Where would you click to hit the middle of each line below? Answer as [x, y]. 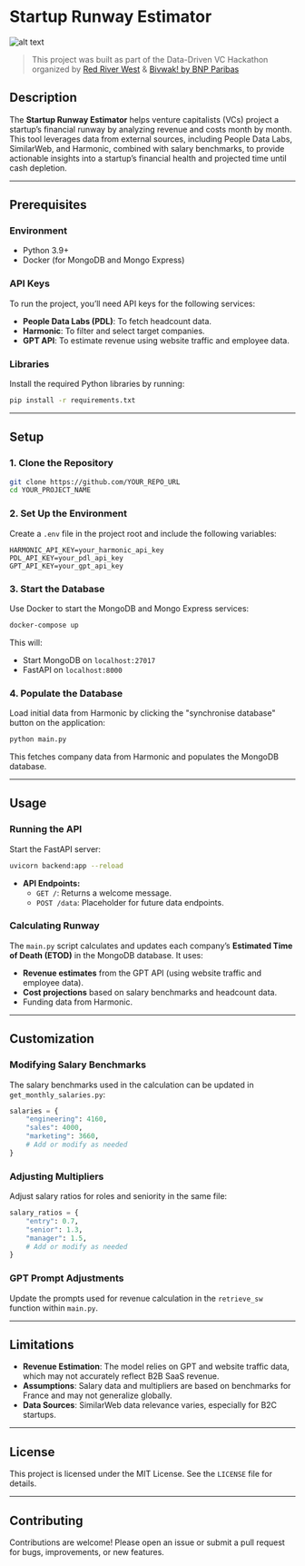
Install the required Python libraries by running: [97, 384]
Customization [52, 1039]
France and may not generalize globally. [97, 1395]
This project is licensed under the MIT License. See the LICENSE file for [141, 1474]
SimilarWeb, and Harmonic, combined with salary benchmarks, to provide [147, 148]
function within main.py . [54, 1308]
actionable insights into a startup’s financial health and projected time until [148, 158]
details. [23, 1483]
